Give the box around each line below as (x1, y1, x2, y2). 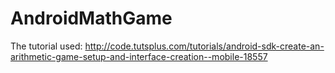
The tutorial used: (10, 40, 83, 52)
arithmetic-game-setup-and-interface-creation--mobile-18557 (10, 50, 268, 62)
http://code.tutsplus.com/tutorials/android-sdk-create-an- (84, 40, 325, 52)
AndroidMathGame (10, 7, 173, 30)
